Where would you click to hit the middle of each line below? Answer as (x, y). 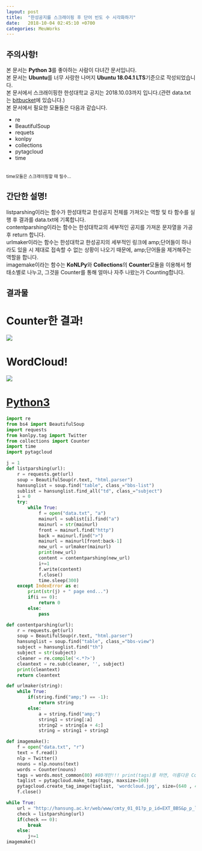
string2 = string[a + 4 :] (71, 725)
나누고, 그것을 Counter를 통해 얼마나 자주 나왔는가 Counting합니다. (106, 272)
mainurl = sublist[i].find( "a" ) (79, 519)
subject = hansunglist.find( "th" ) (60, 647)
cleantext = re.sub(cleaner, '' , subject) (71, 664)
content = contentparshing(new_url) (84, 558)
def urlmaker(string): (35, 686)
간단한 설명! (27, 196)
